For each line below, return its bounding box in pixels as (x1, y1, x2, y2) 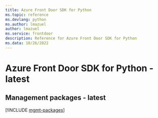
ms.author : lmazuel (5, 21, 47, 27)
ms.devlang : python (5, 17, 47, 22)
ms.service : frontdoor (5, 31, 53, 36)
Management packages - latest (5, 94, 106, 102)
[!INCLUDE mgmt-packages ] (5, 107, 65, 113)
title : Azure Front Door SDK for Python (5, 7, 92, 13)
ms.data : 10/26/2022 (5, 41, 49, 46)
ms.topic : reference (5, 12, 49, 17)
